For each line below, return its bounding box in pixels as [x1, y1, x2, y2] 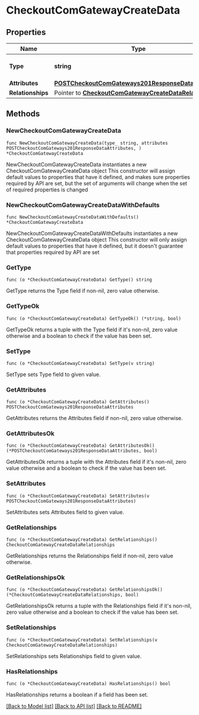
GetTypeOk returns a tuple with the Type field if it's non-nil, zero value [6, 326, 178, 333]
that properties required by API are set [6, 248, 99, 255]
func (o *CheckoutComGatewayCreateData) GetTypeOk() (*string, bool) [6, 315, 182, 322]
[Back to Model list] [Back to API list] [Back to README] [6, 703, 142, 710]
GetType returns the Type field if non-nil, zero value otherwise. [6, 287, 160, 294]
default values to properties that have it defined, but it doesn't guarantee [6, 242, 184, 249]
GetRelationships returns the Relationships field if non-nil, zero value [6, 552, 174, 560]
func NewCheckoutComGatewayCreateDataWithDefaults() [6, 214, 139, 220]
